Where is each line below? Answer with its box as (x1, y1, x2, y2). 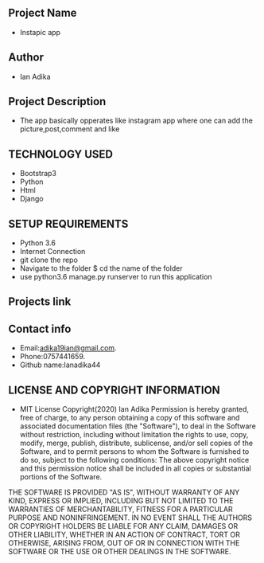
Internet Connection (19, 247, 86, 256)
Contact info (8, 322, 72, 335)
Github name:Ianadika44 (19, 360, 101, 369)
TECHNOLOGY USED (8, 147, 114, 161)
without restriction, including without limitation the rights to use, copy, (19, 430, 249, 440)
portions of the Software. (19, 472, 103, 482)
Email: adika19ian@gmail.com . (19, 343, 117, 353)
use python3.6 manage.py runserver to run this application (19, 272, 212, 282)
